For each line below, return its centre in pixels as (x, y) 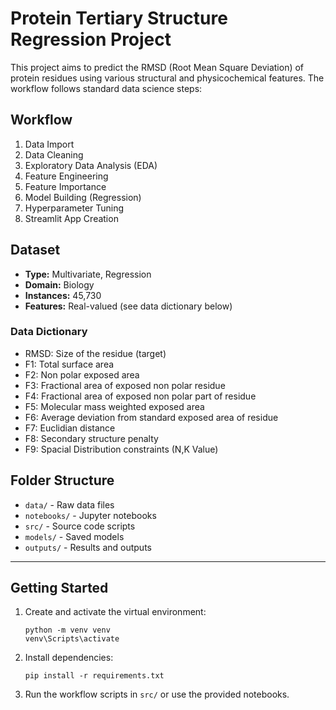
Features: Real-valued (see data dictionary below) (128, 306)
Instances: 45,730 (63, 295)
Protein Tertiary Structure (119, 18)
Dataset (35, 250)
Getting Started (59, 588)
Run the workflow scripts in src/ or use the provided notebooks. (157, 694)
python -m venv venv (67, 630)
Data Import (49, 144)
